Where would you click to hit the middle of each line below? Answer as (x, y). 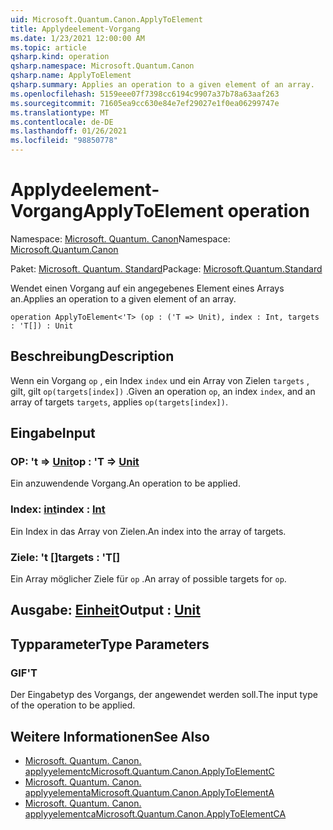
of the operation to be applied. (73, 705)
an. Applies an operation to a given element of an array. (123, 298)
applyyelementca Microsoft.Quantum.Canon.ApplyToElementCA (155, 813)
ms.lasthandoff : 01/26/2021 (69, 131)
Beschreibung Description (92, 356)
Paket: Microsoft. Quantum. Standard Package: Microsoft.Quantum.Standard (166, 268)
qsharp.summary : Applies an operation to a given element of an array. (162, 85)
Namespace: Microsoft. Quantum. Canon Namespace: (120, 238)
